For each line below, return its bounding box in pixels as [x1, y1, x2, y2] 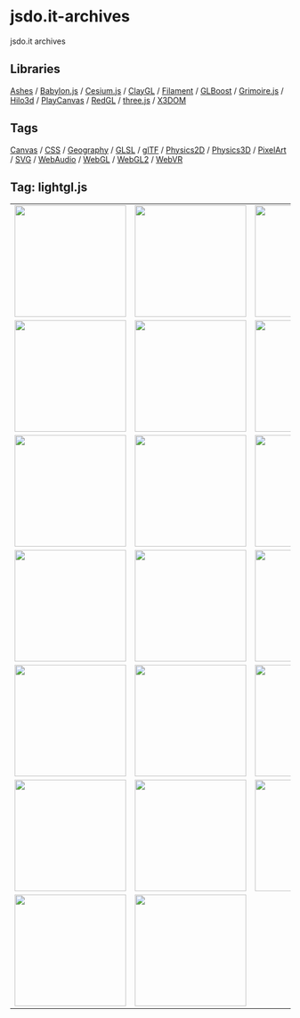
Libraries [10, 62, 61, 77]
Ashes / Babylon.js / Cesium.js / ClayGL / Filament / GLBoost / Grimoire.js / [10, 85, 284, 95]
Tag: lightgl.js [10, 179, 88, 194]
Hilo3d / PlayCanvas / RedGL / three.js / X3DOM [10, 95, 186, 105]
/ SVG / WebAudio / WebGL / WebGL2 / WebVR [10, 153, 183, 164]
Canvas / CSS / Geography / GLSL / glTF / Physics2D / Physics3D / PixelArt [10, 145, 288, 155]
